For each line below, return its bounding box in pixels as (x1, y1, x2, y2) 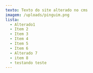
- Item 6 (10, 46, 29, 51)
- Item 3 (10, 31, 29, 36)
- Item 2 (10, 27, 29, 32)
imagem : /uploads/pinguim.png (5, 12, 70, 17)
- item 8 (10, 55, 29, 61)
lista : (5, 17, 19, 22)
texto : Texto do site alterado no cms (5, 7, 88, 13)
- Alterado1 (10, 22, 36, 27)
